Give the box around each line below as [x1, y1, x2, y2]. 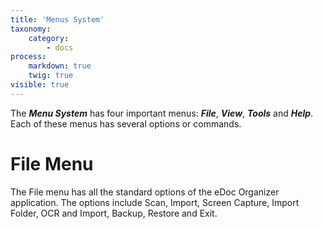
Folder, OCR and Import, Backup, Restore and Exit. [10, 207, 218, 219]
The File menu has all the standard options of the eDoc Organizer [10, 186, 280, 198]
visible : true [10, 80, 70, 90]
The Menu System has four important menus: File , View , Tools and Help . [10, 107, 314, 119]
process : [10, 52, 47, 62]
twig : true [28, 71, 74, 81]
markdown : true [28, 61, 92, 71]
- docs [46, 42, 74, 53]
